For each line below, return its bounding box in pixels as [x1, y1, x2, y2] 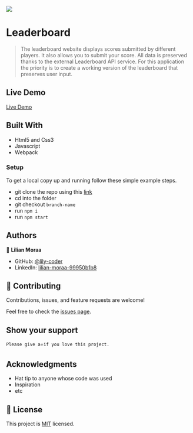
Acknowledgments [6, 359, 78, 369]
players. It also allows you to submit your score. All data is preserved [20, 51, 187, 58]
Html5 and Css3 [14, 136, 54, 143]
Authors [6, 230, 37, 240]
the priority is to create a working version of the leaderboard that [20, 64, 178, 71]
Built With [6, 121, 43, 131]
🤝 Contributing [6, 281, 61, 291]
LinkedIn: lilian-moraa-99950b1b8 [14, 263, 97, 271]
